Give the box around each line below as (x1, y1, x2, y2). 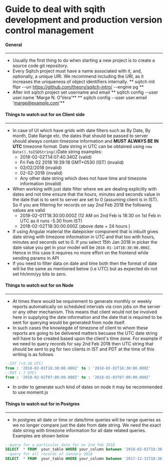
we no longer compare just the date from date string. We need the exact (12, 422, 161, 428)
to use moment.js (12, 389, 48, 395)
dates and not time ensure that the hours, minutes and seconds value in (12, 191, 160, 197)
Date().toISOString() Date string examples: (12, 149, 102, 155)
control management (5, 25, 94, 36)
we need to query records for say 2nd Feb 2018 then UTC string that (12, 340, 153, 346)
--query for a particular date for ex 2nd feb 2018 (5, 442, 115, 447)
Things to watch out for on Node (5, 282, 74, 288)
